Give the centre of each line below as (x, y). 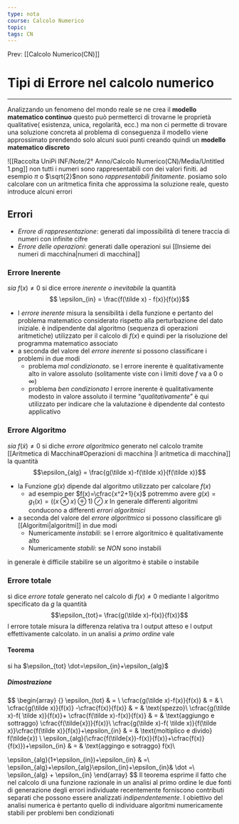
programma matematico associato (68, 343)
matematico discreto (39, 148)
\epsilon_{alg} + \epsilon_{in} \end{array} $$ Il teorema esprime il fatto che (117, 775)
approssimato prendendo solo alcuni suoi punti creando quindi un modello (117, 140)
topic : (17, 27)
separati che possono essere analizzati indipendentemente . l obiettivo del (115, 798)
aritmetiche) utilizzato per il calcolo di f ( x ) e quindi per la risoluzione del (122, 336)
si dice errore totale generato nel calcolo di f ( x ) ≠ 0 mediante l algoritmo (113, 596)
